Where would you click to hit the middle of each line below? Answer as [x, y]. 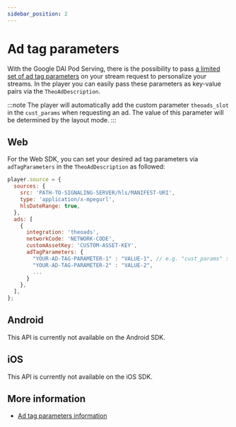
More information [47, 399]
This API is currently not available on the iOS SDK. [80, 377]
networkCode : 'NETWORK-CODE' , [70, 239]
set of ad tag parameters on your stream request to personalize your [107, 76]
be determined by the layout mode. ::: [62, 120]
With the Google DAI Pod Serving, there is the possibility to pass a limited [114, 69]
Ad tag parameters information [62, 416]
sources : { [30, 186]
